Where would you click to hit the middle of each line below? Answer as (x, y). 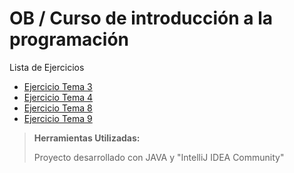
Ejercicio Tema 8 (58, 108)
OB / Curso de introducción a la (141, 18)
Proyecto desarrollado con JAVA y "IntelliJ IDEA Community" (159, 157)
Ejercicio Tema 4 (58, 97)
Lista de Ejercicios (47, 67)
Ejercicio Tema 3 (58, 86)
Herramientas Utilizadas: (87, 138)
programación (69, 39)
